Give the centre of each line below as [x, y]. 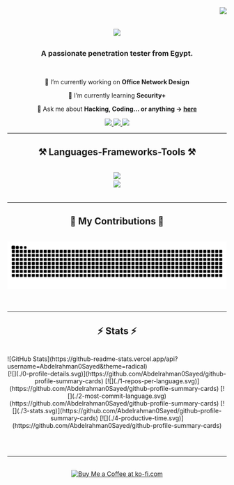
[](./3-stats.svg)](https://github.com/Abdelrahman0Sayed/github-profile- [117, 410]
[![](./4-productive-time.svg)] [142, 418]
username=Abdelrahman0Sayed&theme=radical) [77, 366]
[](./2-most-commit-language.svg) [117, 396]
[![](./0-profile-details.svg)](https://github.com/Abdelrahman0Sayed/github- [117, 374]
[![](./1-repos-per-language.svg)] [152, 381]
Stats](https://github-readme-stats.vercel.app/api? [105, 359]
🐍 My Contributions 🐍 [117, 221]
